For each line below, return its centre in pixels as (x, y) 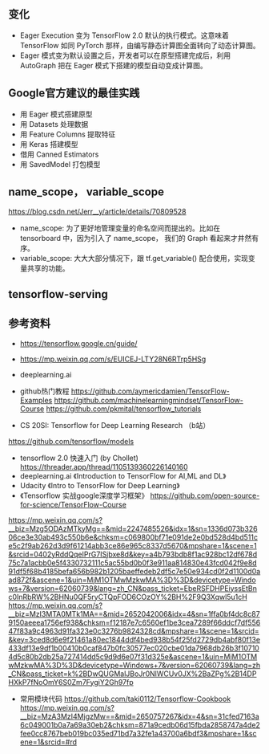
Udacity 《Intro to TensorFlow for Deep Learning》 (100, 485)
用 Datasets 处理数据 (54, 124)
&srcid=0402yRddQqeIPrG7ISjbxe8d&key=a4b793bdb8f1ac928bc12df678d (133, 554)
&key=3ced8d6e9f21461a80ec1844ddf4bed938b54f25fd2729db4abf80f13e (134, 639)
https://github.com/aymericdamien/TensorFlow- (151, 391)
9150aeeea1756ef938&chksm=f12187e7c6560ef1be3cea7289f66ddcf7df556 (134, 622)
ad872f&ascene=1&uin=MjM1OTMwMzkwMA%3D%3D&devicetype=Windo (132, 580)
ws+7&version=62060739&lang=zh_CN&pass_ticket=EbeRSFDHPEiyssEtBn (133, 588)
